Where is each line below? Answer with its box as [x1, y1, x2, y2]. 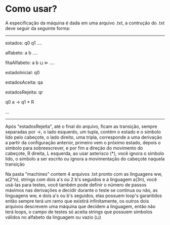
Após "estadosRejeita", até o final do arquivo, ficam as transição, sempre [5, 123, 157, 130]
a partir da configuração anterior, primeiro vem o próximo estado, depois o [5, 139, 161, 145]
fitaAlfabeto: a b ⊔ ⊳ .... [5, 59, 55, 66]
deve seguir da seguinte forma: [5, 25, 70, 31]
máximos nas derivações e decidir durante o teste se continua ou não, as [5, 187, 158, 193]
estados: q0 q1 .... [5, 40, 42, 46]
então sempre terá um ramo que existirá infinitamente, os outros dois [5, 198, 149, 204]
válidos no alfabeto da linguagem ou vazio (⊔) [5, 214, 101, 220]
